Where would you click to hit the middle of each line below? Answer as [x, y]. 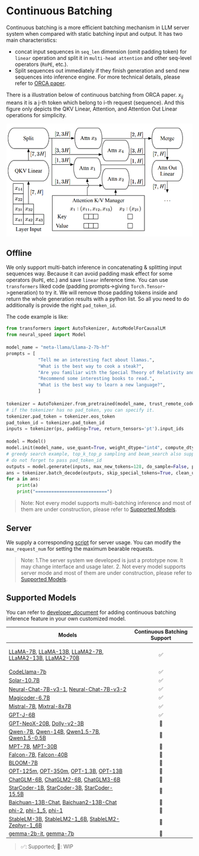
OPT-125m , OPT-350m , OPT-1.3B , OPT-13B [65, 771]
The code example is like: [37, 317]
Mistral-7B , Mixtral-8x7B [40, 707]
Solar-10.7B [24, 681]
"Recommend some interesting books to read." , [96, 379]
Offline [19, 253]
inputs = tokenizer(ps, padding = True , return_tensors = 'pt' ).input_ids [95, 429]
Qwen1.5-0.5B [27, 738]
